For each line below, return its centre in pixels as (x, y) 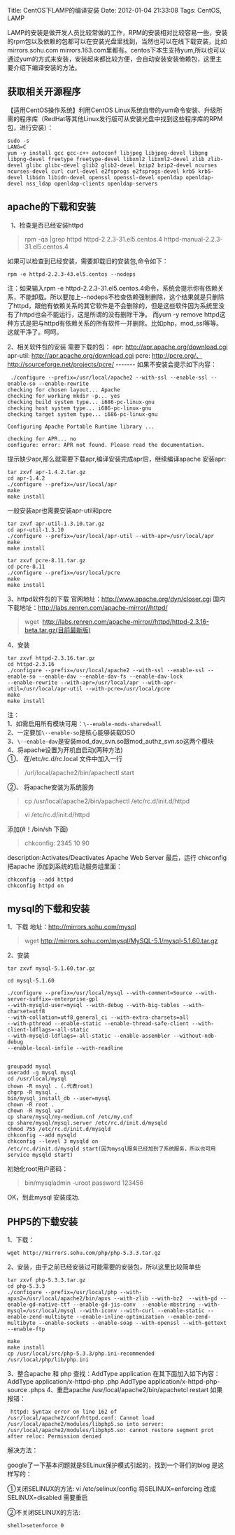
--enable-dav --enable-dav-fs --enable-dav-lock (111, 676)
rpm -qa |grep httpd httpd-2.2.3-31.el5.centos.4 (93, 239)
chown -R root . (31, 1105)
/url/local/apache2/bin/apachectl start (79, 772)
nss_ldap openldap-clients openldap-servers (92, 183)
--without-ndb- (195, 1036)
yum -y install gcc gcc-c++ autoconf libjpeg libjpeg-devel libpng (108, 153)
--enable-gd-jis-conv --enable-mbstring (134, 1305)
